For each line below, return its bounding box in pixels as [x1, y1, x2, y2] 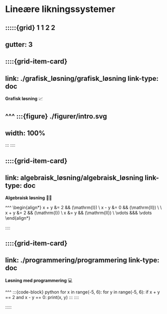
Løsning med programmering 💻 [5, 277, 73, 283]
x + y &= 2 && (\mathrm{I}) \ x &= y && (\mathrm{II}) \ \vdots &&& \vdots [5, 210, 152, 216]
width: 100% [5, 129, 46, 137]
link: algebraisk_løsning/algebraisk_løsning [5, 174, 144, 182]
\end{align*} [5, 215, 31, 221]
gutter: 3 [5, 40, 33, 48]
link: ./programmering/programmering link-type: [5, 256, 160, 265]
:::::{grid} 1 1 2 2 [5, 23, 56, 32]
